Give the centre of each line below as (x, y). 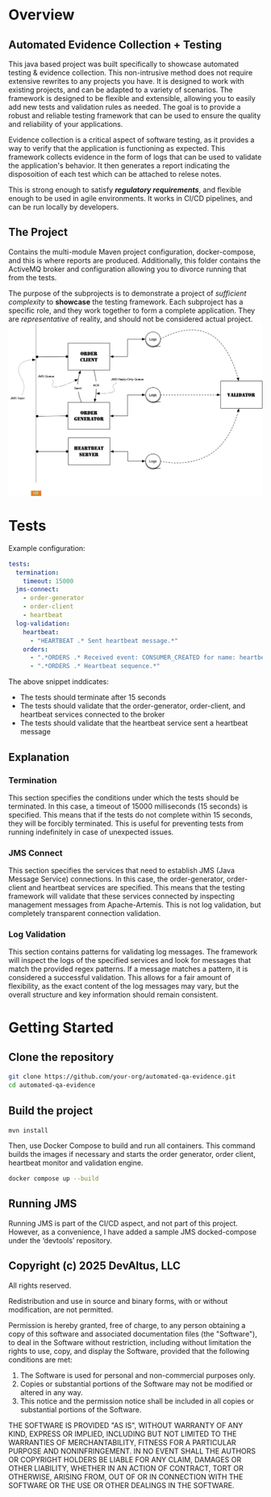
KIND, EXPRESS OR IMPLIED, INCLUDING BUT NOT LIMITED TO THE (123, 1434)
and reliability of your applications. (66, 124)
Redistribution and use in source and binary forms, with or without (118, 1301)
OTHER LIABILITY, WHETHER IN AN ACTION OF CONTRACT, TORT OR (126, 1468)
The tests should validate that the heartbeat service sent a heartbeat (134, 723)
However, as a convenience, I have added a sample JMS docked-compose (132, 1232)
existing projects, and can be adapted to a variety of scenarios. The (121, 90)
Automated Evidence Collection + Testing (115, 45)
